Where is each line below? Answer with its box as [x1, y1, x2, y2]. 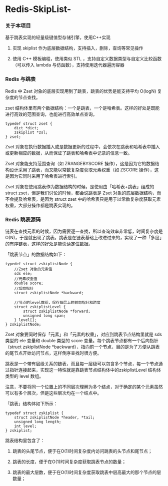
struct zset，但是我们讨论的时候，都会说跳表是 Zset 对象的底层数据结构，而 [5, 190, 161, 196]
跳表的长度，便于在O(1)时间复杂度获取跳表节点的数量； [12, 459, 126, 465]
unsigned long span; [23, 313, 66, 318]
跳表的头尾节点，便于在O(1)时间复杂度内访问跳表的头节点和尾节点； [12, 448, 152, 454]
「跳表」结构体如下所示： [5, 401, 58, 407]
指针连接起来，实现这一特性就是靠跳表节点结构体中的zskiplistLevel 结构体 [9, 367, 161, 373]
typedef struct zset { [5, 121, 52, 126]
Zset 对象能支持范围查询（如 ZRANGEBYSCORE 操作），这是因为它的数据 [5, 160, 155, 166]
